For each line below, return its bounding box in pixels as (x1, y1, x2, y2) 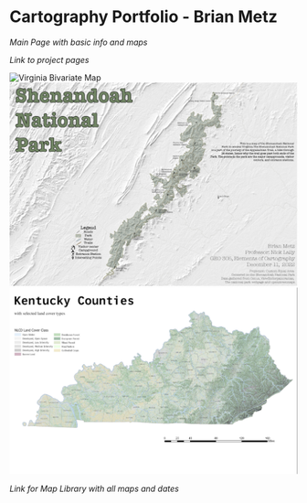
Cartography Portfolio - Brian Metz (9, 6, 278, 27)
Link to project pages (9, 54, 90, 65)
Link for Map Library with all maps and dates (9, 483, 180, 494)
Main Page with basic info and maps (9, 37, 148, 48)
